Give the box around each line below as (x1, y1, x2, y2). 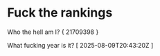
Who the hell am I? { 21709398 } (7, 28, 99, 36)
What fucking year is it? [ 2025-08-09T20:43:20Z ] (7, 41, 154, 49)
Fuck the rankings (7, 5, 113, 21)
